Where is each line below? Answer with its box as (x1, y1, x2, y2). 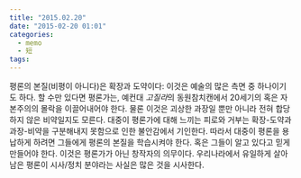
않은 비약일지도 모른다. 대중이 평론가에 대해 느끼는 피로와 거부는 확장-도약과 (25, 114, 292, 125)
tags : (9, 55, 30, 64)
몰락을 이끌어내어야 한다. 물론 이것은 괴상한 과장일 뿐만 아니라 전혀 (40, 103, 274, 113)
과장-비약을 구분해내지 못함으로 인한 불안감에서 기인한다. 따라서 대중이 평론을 (9, 126, 280, 136)
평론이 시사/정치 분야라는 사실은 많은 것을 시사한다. (25, 159, 205, 170)
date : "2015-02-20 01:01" (9, 22, 106, 31)
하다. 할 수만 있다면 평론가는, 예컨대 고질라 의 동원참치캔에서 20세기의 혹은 (18, 92, 278, 102)
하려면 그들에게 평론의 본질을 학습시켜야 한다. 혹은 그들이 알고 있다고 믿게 (32, 137, 291, 147)
